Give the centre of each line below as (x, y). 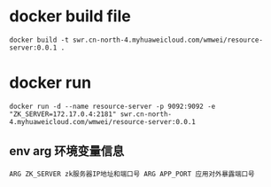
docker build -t (39, 40)
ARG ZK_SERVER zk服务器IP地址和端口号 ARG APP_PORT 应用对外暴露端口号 (132, 174)
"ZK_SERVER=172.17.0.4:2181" (63, 114)
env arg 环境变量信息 (67, 151)
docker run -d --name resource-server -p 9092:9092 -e (112, 106)
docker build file (70, 16)
